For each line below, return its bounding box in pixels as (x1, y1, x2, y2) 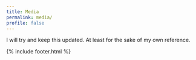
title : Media (6, 8, 39, 15)
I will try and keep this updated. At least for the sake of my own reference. (6, 37, 191, 44)
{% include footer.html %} (6, 48, 71, 55)
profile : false (6, 20, 45, 26)
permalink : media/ (6, 14, 53, 20)
